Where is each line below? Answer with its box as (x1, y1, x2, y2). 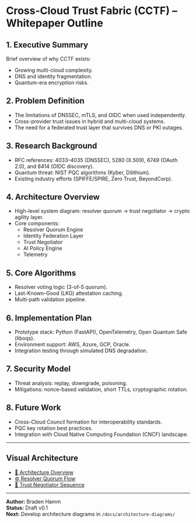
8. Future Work (6, 402, 61, 413)
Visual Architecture (6, 453, 79, 463)
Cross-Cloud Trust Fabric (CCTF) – (6, 4, 178, 18)
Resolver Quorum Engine (23, 226, 83, 233)
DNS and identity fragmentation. (14, 73, 92, 80)
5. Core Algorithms (6, 268, 76, 278)
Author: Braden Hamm (6, 498, 61, 505)
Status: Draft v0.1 (6, 504, 48, 511)
